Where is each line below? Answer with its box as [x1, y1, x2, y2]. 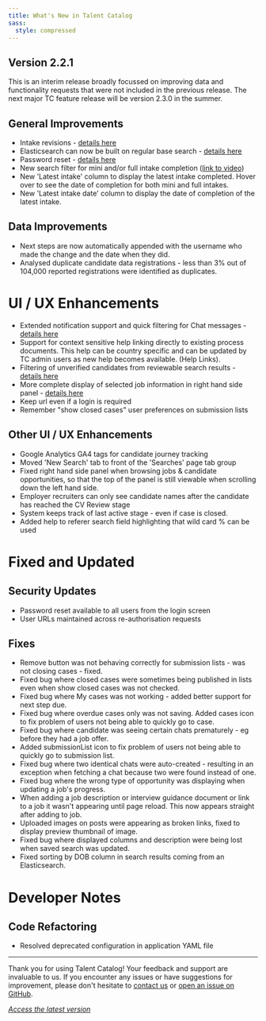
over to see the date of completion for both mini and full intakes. [19, 180, 230, 189]
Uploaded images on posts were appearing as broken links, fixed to [19, 818, 240, 828]
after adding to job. [19, 810, 82, 819]
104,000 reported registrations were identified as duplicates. [19, 266, 218, 276]
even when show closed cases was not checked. [19, 683, 180, 693]
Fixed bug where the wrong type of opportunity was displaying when [19, 776, 245, 786]
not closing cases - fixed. [19, 667, 103, 676]
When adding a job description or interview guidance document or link [19, 793, 250, 802]
